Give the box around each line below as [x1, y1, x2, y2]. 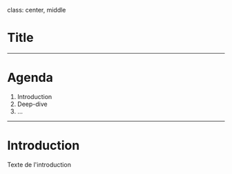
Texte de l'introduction [7, 160, 71, 168]
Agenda [7, 70, 53, 85]
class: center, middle [7, 6, 66, 14]
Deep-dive [17, 100, 48, 108]
